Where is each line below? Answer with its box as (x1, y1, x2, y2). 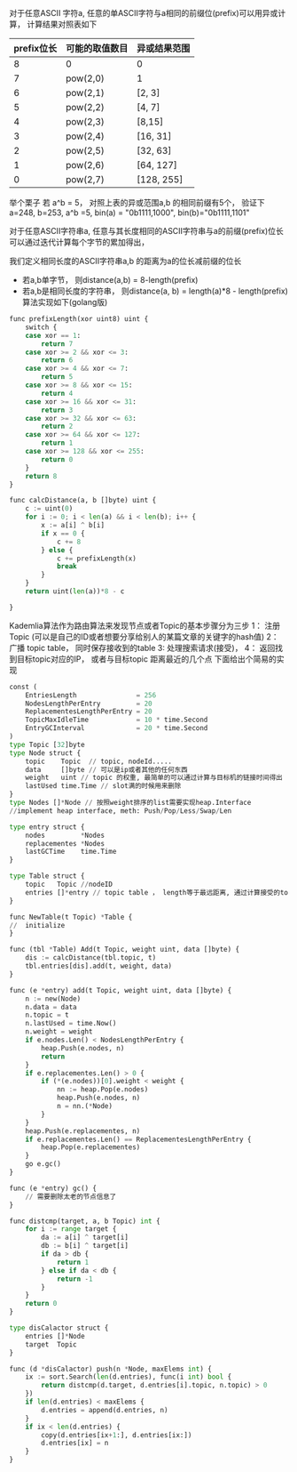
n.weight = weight (25, 1027, 93, 1036)
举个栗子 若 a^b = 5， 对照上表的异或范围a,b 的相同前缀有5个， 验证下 (9, 197, 265, 207)
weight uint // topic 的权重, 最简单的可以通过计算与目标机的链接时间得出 (25, 773, 283, 783)
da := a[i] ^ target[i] (41, 1233, 129, 1243)
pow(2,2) (65, 101, 105, 113)
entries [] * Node (25, 1331, 86, 1340)
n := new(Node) (25, 994, 82, 1003)
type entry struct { (9, 822, 86, 832)
